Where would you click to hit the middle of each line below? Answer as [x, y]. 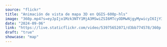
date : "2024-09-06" [25, 23]
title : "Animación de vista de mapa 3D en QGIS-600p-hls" [66, 14]
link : [11, 28]
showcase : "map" [22, 37]
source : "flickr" [23, 10]
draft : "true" [20, 32]
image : [12, 19]
